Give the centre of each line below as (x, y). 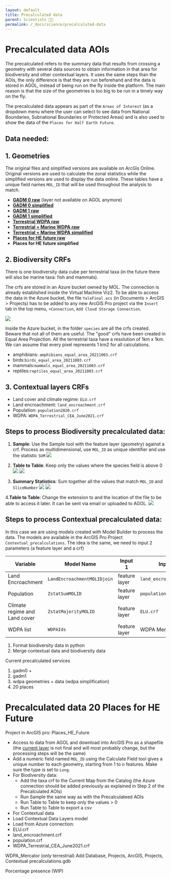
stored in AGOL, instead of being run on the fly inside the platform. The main (85, 85)
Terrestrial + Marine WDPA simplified (53, 233)
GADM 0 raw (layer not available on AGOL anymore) (67, 200)
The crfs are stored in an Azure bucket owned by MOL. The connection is (82, 287)
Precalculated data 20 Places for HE (83, 707)
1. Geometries (27, 156)
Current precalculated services (38, 661)
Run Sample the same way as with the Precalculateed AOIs (82, 797)
